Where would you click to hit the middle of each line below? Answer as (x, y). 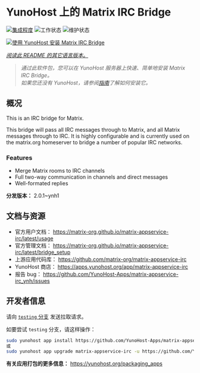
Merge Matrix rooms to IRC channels (60, 171)
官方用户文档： (33, 231)
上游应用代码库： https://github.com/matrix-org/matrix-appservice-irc (101, 259)
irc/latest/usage (34, 238)
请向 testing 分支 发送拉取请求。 (46, 316)
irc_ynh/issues (32, 281)
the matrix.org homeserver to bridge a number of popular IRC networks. (94, 142)
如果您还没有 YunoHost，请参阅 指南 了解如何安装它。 (86, 83)
